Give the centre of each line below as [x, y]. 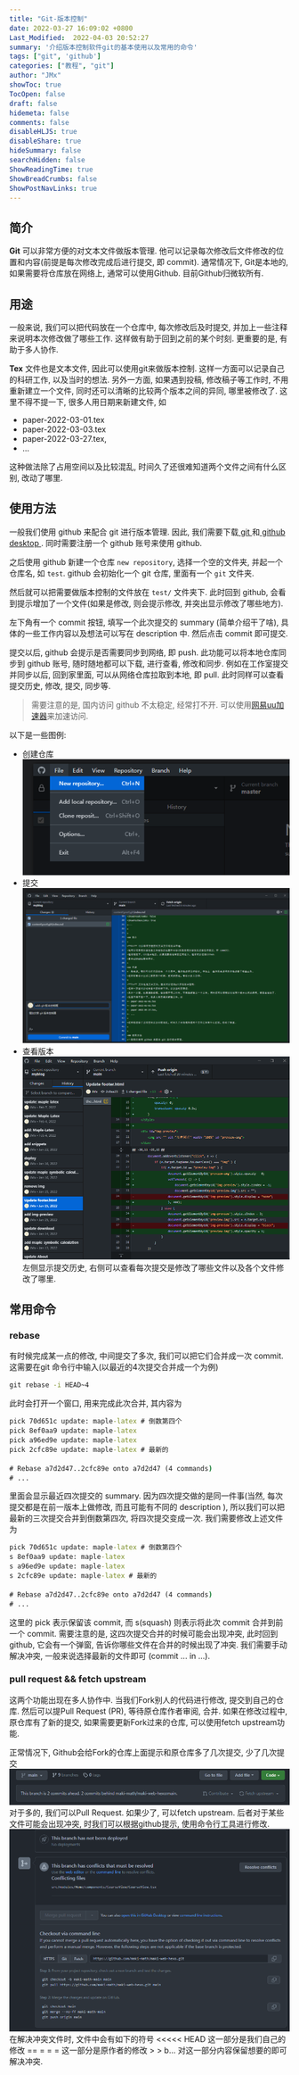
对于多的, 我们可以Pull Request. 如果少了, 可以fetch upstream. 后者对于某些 [147, 1813]
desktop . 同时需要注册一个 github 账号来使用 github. [106, 543]
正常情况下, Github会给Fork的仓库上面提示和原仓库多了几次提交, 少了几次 [143, 1752]
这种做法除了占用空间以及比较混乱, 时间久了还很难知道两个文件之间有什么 [144, 467]
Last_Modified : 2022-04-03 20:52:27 [79, 37]
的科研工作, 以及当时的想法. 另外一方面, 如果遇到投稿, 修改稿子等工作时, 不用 [149, 380]
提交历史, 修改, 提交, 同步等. [60, 685]
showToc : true [36, 85]
